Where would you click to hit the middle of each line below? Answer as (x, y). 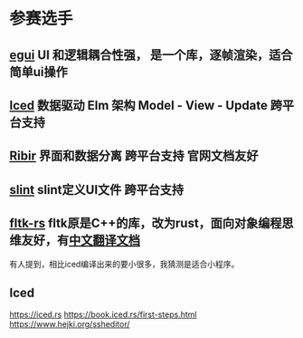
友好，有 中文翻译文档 (80, 241)
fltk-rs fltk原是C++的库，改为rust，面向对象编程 (146, 223)
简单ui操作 (38, 72)
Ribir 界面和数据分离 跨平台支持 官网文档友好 (134, 156)
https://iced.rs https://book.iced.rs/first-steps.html (103, 314)
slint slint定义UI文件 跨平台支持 (97, 190)
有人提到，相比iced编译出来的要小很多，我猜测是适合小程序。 (124, 264)
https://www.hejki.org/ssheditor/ (70, 324)
